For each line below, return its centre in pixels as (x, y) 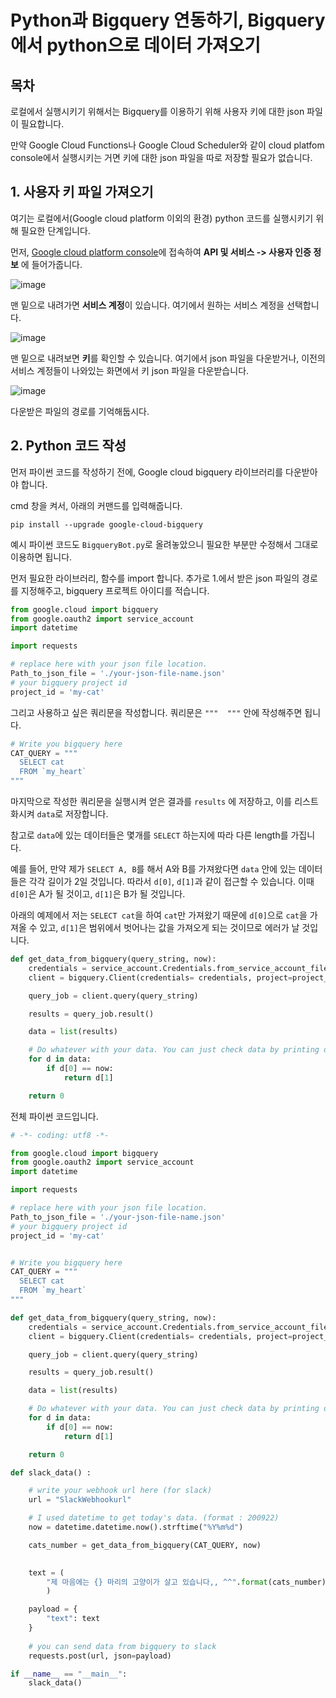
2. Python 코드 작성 (68, 446)
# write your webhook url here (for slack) (120, 1491)
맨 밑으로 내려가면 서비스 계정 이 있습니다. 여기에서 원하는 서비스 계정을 (147, 305)
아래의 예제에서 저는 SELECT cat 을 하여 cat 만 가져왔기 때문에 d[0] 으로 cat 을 (159, 915)
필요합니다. (42, 124)
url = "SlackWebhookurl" (80, 1500)
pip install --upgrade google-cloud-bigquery (106, 524)
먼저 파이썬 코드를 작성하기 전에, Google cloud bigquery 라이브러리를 (147, 472)
